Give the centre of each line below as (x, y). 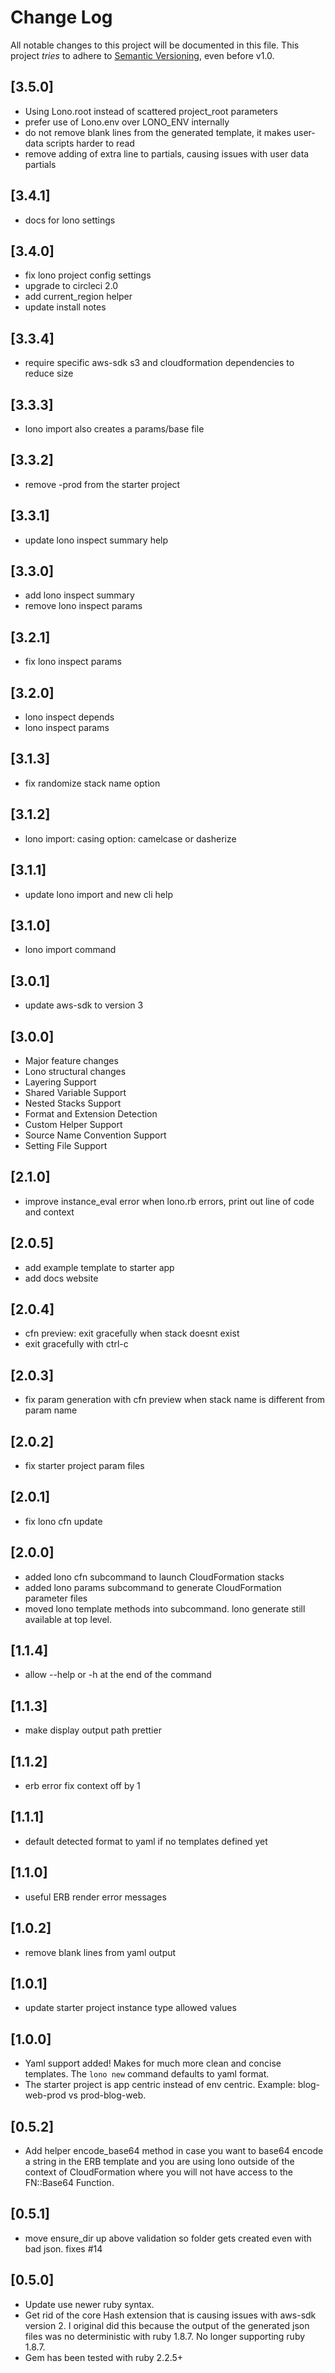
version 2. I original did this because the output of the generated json (167, 2325)
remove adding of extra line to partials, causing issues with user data (167, 153)
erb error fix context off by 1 (82, 1786)
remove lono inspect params (83, 606)
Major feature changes (71, 1060)
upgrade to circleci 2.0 (71, 286)
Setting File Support (66, 1145)
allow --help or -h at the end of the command (118, 1675)
